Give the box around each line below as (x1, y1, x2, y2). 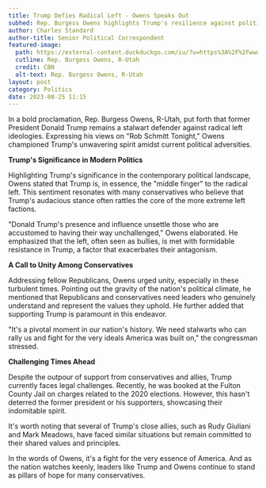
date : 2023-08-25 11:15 (8, 93, 87, 101)
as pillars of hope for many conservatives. (8, 471, 146, 480)
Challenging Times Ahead (8, 357, 96, 367)
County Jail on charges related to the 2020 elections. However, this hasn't (8, 390, 250, 399)
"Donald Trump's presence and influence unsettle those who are (8, 220, 219, 229)
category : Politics (8, 85, 73, 94)
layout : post (8, 78, 51, 86)
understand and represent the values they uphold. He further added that (8, 301, 244, 310)
